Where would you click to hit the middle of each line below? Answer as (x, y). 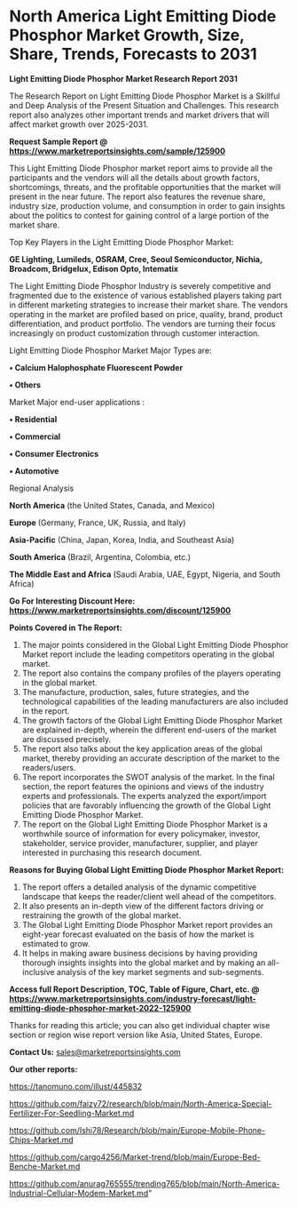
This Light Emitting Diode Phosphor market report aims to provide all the (141, 168)
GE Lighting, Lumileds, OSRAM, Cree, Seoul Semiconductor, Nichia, (136, 259)
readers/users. (49, 767)
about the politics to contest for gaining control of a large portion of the (139, 215)
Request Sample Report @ (59, 141)
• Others (25, 385)
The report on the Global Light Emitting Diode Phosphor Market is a (145, 824)
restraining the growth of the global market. (102, 915)
